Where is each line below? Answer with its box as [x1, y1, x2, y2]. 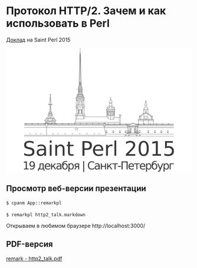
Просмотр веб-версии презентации [6, 184, 146, 194]
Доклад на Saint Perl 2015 [6, 36, 71, 43]
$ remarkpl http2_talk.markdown [6, 211, 86, 218]
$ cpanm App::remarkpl [6, 200, 62, 206]
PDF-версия [6, 239, 53, 249]
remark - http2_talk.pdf [6, 255, 63, 262]
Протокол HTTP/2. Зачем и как [6, 4, 166, 18]
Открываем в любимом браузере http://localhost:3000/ [6, 222, 146, 229]
